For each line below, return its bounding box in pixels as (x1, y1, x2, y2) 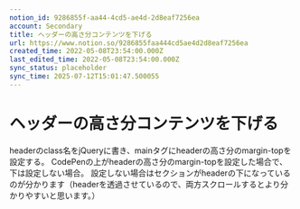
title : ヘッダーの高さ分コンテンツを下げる (9, 30, 153, 39)
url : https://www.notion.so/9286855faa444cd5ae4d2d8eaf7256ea (9, 38, 248, 48)
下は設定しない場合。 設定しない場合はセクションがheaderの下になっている (9, 168, 291, 178)
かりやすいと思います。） (9, 190, 100, 201)
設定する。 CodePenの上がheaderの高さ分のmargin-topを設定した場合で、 (9, 156, 287, 167)
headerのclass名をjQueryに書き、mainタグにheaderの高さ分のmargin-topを (9, 145, 292, 156)
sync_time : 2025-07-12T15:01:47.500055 (9, 72, 160, 81)
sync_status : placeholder (9, 64, 107, 73)
